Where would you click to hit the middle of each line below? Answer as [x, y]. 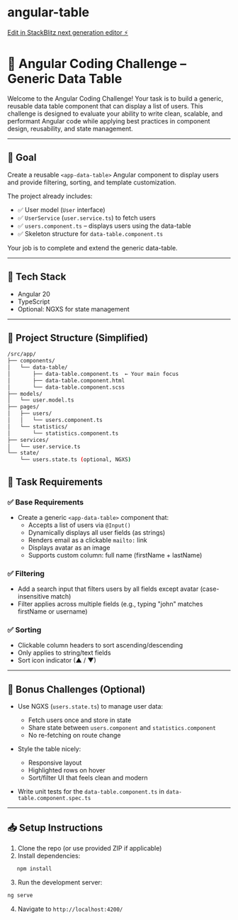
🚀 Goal [22, 158]
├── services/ [28, 440]
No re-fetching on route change [74, 736]
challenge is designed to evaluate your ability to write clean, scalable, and [115, 113]
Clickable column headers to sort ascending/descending [100, 645]
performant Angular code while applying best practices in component [109, 121]
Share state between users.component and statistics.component [122, 728]
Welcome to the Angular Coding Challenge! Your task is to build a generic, [115, 98]
